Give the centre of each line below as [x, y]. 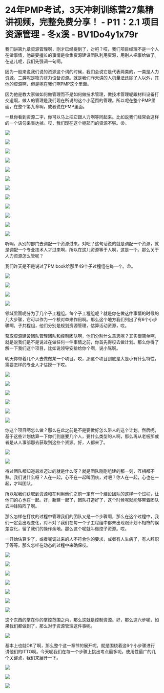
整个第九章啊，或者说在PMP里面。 [52, 106]
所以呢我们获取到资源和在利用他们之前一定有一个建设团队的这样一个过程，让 [82, 494]
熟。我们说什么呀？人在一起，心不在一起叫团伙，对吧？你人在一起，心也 [78, 477]
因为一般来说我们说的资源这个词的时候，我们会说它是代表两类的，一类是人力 [82, 71]
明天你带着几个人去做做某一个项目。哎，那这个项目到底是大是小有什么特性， [82, 358]
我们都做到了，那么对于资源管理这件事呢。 [52, 626]
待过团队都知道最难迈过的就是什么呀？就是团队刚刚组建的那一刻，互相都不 [80, 471]
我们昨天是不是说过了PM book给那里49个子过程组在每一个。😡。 [70, 266]
